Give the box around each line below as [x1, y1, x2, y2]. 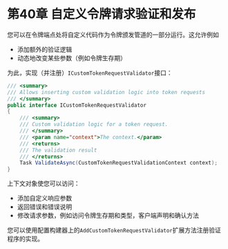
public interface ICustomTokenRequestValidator [7, 102, 147, 109]
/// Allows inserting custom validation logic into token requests [7, 89, 206, 95]
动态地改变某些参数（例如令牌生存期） [17, 53, 126, 62]
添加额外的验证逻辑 [17, 45, 73, 53]
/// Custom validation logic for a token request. [19, 121, 169, 128]
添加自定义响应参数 [17, 194, 73, 203]
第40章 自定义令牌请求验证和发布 [7, 6, 196, 22]
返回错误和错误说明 [17, 203, 73, 211]
